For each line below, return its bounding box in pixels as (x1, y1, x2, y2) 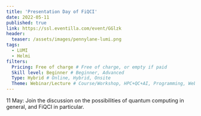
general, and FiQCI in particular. (6, 104, 85, 110)
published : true (6, 20, 47, 26)
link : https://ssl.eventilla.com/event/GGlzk (6, 25, 121, 32)
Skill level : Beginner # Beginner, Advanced (11, 70, 124, 76)
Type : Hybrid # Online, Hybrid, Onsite (11, 75, 111, 81)
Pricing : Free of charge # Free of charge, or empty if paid (11, 64, 167, 70)
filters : (6, 58, 28, 64)
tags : (6, 42, 20, 48)
